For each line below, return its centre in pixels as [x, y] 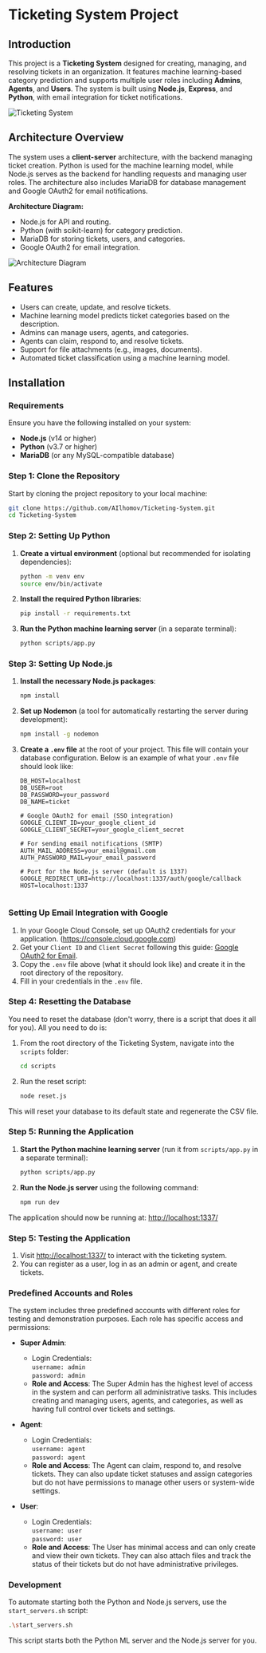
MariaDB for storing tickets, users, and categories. [102, 239]
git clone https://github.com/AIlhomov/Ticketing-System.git [112, 508]
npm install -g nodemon [59, 734]
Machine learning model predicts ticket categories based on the [125, 315]
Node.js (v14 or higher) [58, 438]
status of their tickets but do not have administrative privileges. [135, 1564]
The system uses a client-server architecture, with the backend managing [131, 156]
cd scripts [38, 1066]
